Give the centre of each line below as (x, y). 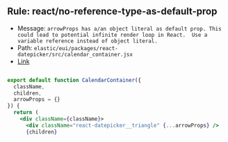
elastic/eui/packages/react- (76, 48)
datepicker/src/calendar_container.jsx (75, 54)
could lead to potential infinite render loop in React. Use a (112, 35)
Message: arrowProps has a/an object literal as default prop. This (119, 28)
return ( (26, 113)
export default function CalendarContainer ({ (74, 80)
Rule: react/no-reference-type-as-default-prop (112, 11)
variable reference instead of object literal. (87, 41)
